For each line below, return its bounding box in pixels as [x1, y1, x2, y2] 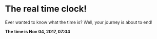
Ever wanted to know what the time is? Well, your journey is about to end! [5, 19, 153, 25]
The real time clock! [5, 3, 87, 14]
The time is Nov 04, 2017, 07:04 [5, 28, 71, 34]
